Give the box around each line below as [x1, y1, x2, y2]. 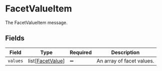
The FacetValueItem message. [5, 19, 68, 25]
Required [69, 48, 92, 55]
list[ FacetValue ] [28, 57, 65, 64]
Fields [5, 34, 25, 42]
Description [111, 48, 140, 55]
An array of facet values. [96, 57, 154, 64]
